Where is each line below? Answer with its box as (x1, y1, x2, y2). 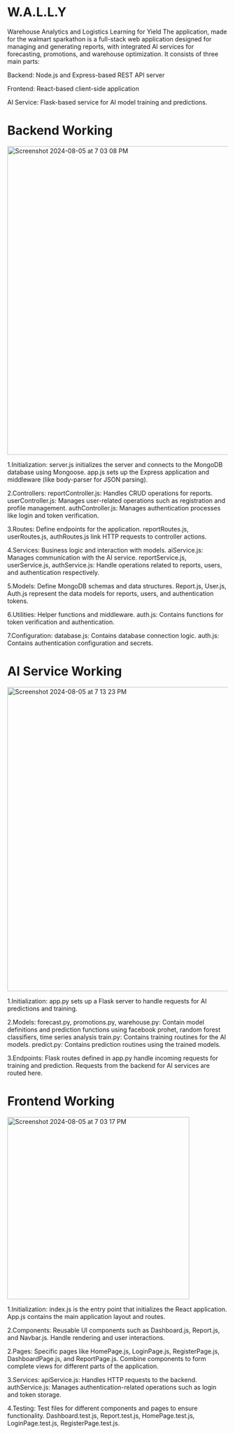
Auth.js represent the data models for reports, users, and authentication (7, 589, 214, 597)
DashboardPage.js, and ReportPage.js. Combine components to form (7, 1354, 206, 1362)
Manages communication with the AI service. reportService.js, (7, 553, 187, 562)
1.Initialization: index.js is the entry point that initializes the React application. (7, 1305, 227, 1313)
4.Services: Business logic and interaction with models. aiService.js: (7, 546, 204, 554)
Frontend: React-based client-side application (7, 84, 140, 93)
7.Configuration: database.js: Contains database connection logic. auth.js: (7, 631, 220, 640)
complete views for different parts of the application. (7, 1362, 159, 1370)
